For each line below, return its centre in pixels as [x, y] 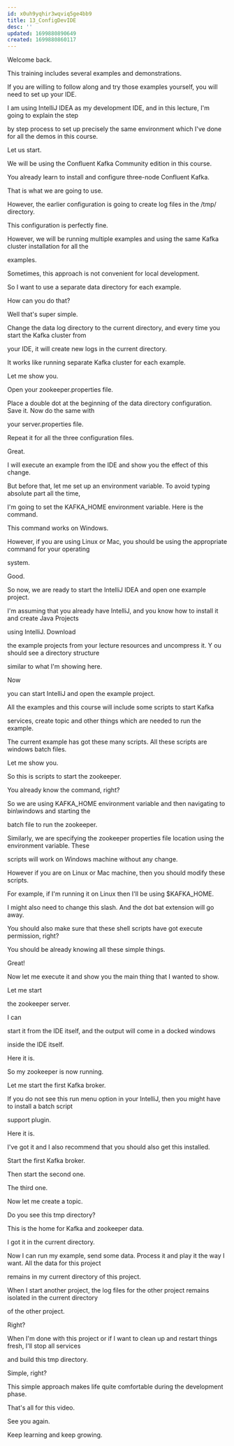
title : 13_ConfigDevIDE [42, 20]
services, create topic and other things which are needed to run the [104, 721]
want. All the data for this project [54, 1263]
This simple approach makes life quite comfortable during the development [115, 1387]
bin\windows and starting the [49, 811]
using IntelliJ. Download [42, 632]
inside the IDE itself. [36, 1044]
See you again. [29, 1421]
